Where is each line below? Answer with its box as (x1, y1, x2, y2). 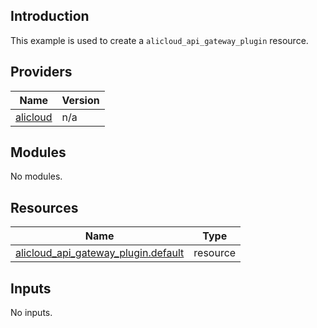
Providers (10, 64, 73, 81)
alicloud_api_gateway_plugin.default (15, 246, 185, 260)
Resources (10, 199, 79, 216)
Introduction (10, 8, 90, 25)
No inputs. (10, 307, 53, 319)
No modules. (10, 170, 63, 183)
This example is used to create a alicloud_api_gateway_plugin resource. (10, 34, 309, 46)
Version (61, 93, 100, 107)
